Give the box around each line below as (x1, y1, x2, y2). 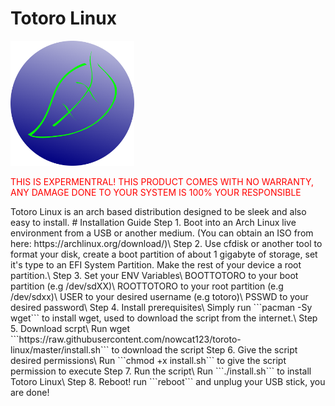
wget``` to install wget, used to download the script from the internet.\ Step (10, 312, 318, 324)
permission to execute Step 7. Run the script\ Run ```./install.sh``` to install (10, 365, 312, 377)
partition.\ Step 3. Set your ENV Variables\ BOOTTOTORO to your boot (10, 269, 299, 281)
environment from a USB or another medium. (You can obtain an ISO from (10, 227, 314, 239)
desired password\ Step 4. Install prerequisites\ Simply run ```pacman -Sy (10, 301, 313, 313)
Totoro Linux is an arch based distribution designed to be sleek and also (10, 205, 307, 217)
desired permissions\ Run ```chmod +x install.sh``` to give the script (10, 354, 287, 366)
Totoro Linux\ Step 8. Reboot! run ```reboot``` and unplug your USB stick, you (10, 375, 326, 387)
